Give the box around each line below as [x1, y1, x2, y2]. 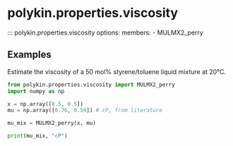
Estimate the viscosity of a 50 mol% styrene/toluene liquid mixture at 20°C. [7, 67, 227, 75]
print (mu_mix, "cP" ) [7, 133, 68, 140]
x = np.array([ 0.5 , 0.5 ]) [7, 100, 83, 107]
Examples [7, 49, 52, 61]
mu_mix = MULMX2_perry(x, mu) [7, 120, 97, 127]
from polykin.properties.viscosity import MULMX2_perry [7, 81, 175, 88]
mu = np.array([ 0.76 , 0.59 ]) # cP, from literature [7, 107, 162, 114]
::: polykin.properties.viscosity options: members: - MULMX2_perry [7, 28, 203, 37]
